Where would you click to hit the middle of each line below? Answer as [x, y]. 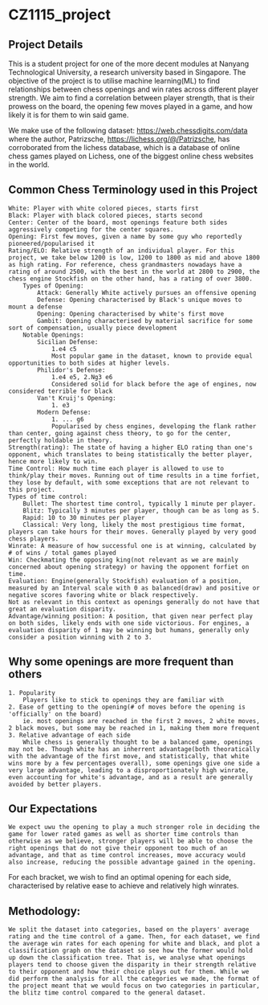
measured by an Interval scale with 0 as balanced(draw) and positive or [134, 588]
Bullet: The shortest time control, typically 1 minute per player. [140, 504]
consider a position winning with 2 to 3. [80, 637]
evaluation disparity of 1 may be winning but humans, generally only [129, 630]
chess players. [34, 539]
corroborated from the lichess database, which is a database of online [124, 147]
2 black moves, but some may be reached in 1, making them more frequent [134, 728]
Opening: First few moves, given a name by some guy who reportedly [125, 236]
